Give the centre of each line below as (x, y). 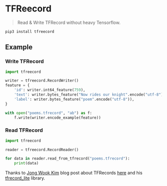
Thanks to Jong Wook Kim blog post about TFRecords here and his (74, 173)
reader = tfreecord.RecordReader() (42, 150)
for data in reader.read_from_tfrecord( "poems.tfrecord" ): (68, 159)
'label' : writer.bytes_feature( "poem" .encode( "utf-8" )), (74, 99)
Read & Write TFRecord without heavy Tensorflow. (69, 22)
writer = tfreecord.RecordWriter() (42, 81)
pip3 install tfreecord (30, 31)
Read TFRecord (24, 130)
